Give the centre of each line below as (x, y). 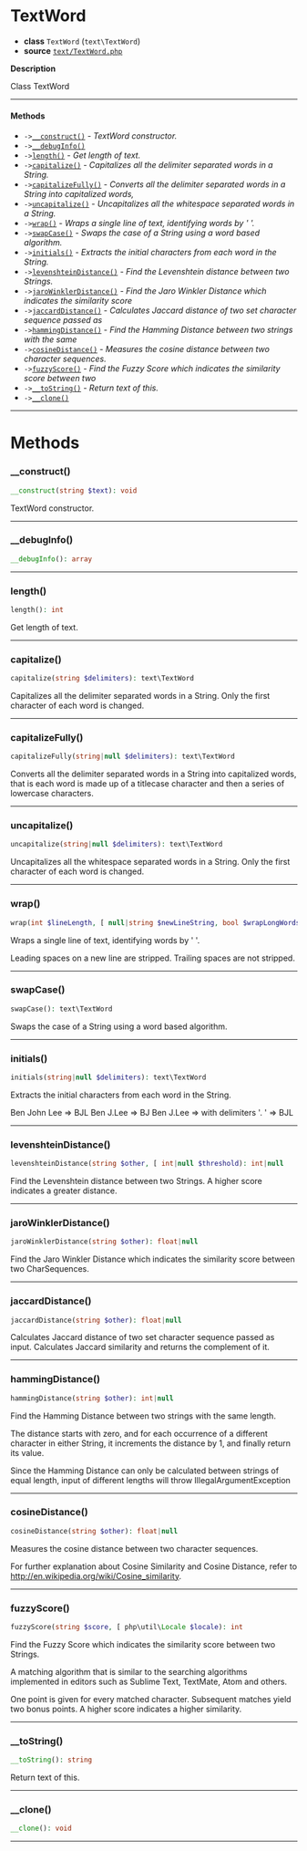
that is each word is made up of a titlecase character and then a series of (148, 784)
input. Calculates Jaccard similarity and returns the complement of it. (140, 1347)
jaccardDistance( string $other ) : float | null (96, 1320)
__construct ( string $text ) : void (74, 490)
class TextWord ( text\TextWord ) (82, 41)
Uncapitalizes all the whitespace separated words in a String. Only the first (150, 862)
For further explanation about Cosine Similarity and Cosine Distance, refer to (154, 1566)
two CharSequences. (50, 1269)
